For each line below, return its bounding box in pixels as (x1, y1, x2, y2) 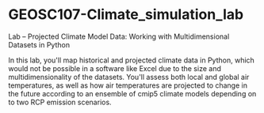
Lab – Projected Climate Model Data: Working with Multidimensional (8, 32, 230, 41)
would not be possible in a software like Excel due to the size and (8, 63, 222, 73)
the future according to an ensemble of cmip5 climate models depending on (8, 89, 257, 98)
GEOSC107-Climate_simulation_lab (8, 6, 244, 24)
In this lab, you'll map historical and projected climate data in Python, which (8, 55, 255, 65)
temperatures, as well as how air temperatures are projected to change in (8, 81, 248, 90)
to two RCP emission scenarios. (8, 97, 113, 107)
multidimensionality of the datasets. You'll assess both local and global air (8, 72, 250, 81)
